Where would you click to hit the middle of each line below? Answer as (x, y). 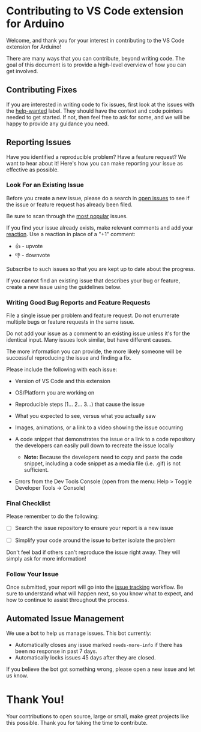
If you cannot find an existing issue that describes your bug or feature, (93, 281)
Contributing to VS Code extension (95, 11)
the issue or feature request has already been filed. (70, 204)
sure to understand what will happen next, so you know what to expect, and (100, 593)
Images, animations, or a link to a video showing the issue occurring (99, 427)
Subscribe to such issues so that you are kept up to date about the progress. (101, 269)
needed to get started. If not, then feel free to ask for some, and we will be (98, 117)
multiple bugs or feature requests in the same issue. (70, 322)
